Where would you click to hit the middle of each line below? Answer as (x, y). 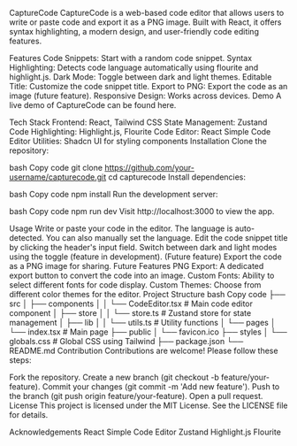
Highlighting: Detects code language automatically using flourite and (134, 67)
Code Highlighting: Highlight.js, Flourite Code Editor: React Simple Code (140, 131)
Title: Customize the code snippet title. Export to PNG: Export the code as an (148, 86)
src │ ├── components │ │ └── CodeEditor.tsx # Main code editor (131, 304)
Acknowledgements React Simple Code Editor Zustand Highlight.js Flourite (145, 432)
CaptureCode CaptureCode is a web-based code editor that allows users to (147, 13)
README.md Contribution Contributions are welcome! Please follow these (144, 350)
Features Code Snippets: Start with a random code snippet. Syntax (131, 58)
